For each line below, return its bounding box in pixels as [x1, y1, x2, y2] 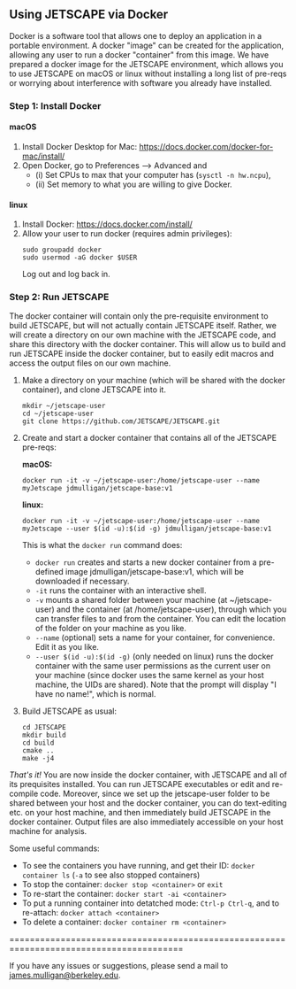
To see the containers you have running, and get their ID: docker [21, 861, 255, 871]
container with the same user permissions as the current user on [34, 661, 271, 671]
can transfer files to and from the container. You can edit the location [34, 614, 286, 624]
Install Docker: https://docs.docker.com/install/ [21, 219, 193, 229]
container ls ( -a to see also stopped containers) [21, 869, 201, 880]
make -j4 [21, 754, 55, 763]
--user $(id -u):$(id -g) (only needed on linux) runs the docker [34, 651, 274, 662]
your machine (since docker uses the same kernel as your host [34, 670, 265, 681]
